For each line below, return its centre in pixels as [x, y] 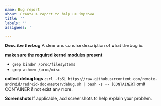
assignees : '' [19, 28]
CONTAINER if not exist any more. [39, 89]
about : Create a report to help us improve [50, 14]
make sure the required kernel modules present [54, 55]
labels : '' [16, 23]
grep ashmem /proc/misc [36, 70]
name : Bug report [23, 9]
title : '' [15, 18]
